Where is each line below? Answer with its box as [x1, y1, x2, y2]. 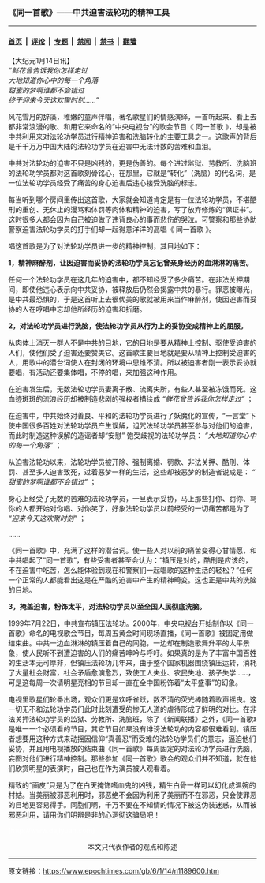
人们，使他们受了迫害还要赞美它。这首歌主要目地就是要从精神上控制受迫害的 [8, 347, 257, 357]
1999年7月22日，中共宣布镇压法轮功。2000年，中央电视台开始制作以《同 [8, 618, 247, 628]
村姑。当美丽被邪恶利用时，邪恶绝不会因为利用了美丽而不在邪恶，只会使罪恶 [8, 790, 257, 799]
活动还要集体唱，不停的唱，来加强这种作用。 [35, 367, 181, 376]
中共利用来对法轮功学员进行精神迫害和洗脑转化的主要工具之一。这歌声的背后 [8, 132, 257, 141]
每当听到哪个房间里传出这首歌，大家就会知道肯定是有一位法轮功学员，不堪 [8, 195, 250, 204]
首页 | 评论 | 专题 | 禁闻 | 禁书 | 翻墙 [8, 36, 137, 46]
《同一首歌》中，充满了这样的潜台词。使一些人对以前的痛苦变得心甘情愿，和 [8, 545, 257, 555]
